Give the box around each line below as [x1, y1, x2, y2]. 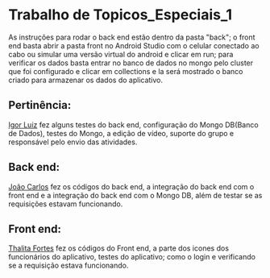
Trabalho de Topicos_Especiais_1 [8, 6, 232, 24]
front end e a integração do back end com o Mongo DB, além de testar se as [8, 190, 263, 200]
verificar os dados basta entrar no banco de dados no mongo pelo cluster [8, 58, 254, 68]
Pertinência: [8, 98, 72, 112]
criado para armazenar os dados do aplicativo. [8, 75, 164, 85]
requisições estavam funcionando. [8, 199, 123, 209]
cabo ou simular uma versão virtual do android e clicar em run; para [8, 49, 234, 59]
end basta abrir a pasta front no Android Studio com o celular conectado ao [8, 40, 260, 50]
